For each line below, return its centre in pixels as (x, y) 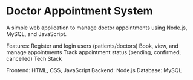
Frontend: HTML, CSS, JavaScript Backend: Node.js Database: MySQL (94, 70)
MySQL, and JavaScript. (37, 34)
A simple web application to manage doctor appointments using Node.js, (97, 28)
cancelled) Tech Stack (34, 58)
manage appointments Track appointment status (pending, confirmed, (94, 52)
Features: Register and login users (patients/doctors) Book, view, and (92, 46)
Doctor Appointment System (80, 11)
